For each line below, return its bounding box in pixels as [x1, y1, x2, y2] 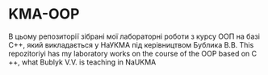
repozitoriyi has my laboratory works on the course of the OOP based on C [8, 48, 258, 58]
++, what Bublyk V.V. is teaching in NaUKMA [8, 57, 157, 67]
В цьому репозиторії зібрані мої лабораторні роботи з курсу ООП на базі [8, 31, 261, 41]
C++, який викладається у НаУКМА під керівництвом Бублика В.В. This [8, 40, 254, 49]
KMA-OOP [8, 5, 80, 23]
